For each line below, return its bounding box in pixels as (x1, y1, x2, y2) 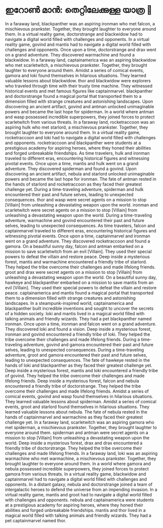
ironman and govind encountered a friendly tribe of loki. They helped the (5, 331, 150, 337)
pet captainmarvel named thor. (5, 517, 66, 523)
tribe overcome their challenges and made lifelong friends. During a (5, 336, 140, 342)
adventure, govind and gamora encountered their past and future (23, 341, 154, 347)
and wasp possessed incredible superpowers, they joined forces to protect (5, 114, 155, 120)
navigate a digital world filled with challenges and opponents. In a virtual (5, 36, 149, 42)
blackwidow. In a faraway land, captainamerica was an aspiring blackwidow (5, 57, 156, 63)
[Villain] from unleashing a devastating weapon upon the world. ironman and (5, 202, 158, 207)
